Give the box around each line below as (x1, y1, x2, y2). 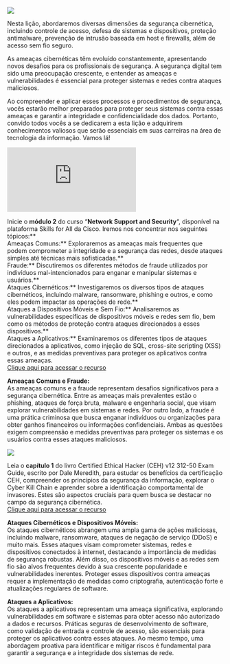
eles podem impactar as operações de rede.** (7, 298, 139, 306)
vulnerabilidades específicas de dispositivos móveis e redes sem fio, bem (7, 313, 216, 320)
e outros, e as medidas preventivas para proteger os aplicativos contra (7, 349, 207, 357)
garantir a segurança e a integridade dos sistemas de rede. (7, 649, 174, 656)
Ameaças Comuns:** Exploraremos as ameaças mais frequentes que (7, 239, 203, 247)
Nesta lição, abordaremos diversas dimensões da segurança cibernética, (7, 19, 214, 27)
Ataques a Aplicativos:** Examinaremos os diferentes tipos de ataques (7, 334, 207, 342)
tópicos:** (7, 232, 36, 240)
